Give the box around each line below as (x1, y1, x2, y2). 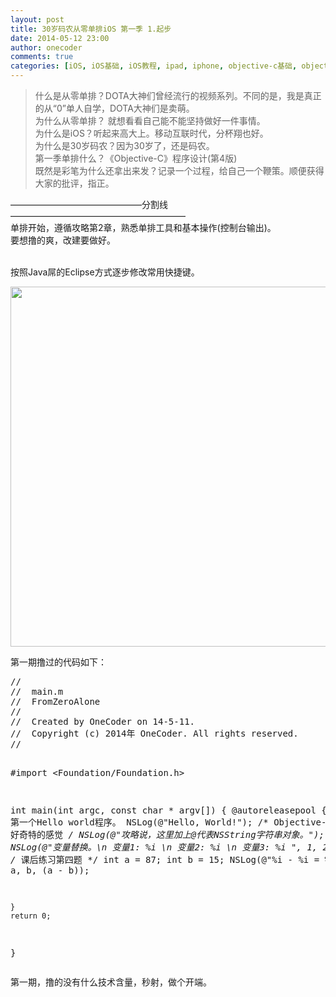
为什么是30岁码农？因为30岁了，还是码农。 (34, 140, 215, 151)
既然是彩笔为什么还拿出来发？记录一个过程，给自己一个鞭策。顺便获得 (34, 165, 325, 176)
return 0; (10, 911, 52, 921)
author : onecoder (10, 42, 83, 53)
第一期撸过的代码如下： (10, 656, 107, 668)
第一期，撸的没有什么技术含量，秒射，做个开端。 (10, 976, 212, 988)
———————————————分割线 (10, 199, 168, 210)
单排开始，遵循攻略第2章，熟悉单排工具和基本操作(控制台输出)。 (10, 222, 277, 233)
